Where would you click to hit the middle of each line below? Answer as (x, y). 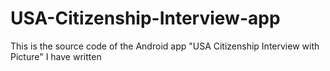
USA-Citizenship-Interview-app (145, 18)
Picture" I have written (56, 56)
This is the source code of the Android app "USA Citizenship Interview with (165, 46)
